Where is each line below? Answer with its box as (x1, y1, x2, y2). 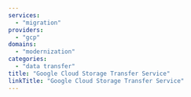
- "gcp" (15, 33, 41, 41)
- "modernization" (15, 48, 76, 56)
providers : (8, 26, 44, 34)
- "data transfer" (15, 63, 76, 70)
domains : (8, 41, 37, 48)
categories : (8, 56, 47, 63)
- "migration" (15, 19, 61, 27)
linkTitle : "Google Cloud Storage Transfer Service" (8, 77, 185, 84)
